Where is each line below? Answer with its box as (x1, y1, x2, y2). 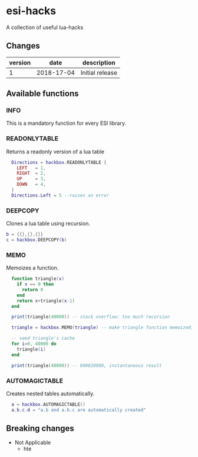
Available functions (6, 89, 79, 99)
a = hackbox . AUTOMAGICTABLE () (11, 401, 85, 407)
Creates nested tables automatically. (6, 390, 95, 397)
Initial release (80, 68, 118, 76)
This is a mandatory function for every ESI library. (6, 120, 127, 127)
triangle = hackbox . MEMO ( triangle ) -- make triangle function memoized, (11, 324, 194, 331)
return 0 (21, 287, 44, 292)
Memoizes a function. (6, 265, 59, 272)
